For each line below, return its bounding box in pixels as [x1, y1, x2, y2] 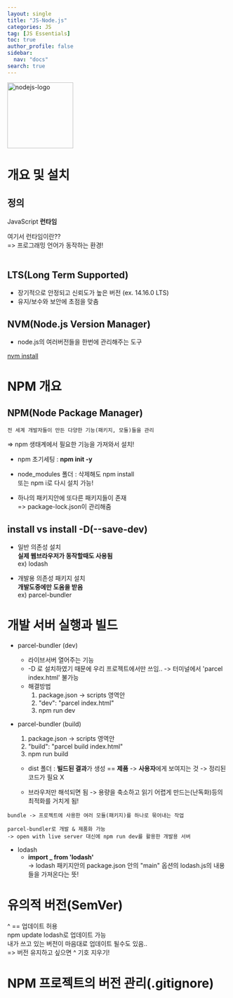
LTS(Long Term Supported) [7, 269, 129, 281]
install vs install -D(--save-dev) [7, 523, 148, 535]
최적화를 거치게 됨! [27, 797, 79, 805]
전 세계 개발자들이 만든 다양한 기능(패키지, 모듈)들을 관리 [7, 427, 154, 434]
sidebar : [7, 50, 33, 57]
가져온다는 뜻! [41, 870, 79, 879]
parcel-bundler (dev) [17, 641, 79, 649]
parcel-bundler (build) [17, 720, 82, 728]
